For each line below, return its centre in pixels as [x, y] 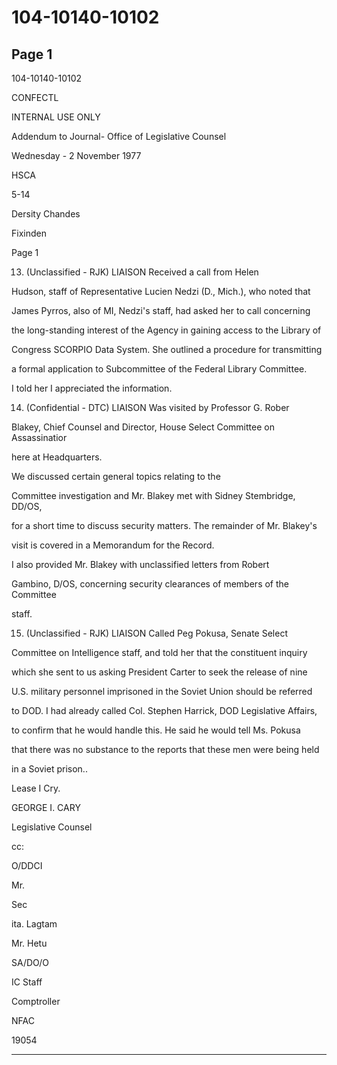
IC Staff [27, 982]
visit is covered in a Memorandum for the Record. [113, 545]
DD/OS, [27, 506]
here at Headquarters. [57, 457]
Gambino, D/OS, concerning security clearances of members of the [150, 584]
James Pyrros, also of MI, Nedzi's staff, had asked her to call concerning [161, 310]
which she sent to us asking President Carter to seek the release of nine [159, 672]
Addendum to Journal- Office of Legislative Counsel [119, 136]
